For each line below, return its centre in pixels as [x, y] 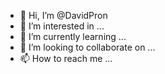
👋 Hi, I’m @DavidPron [63, 15]
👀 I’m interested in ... [62, 26]
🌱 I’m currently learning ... [73, 36]
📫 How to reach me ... [66, 58]
